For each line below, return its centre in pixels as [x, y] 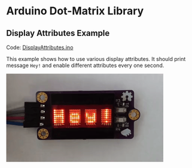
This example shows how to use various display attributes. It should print [96, 59]
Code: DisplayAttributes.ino [40, 47]
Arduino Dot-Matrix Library [75, 11]
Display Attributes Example [58, 33]
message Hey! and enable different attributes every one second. [85, 65]
